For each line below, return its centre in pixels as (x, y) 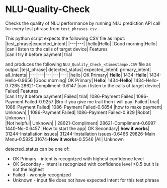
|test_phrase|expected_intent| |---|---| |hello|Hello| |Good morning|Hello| (81, 43)
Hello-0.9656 (19, 80)
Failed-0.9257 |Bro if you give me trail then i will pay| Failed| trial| (92, 101)
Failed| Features (22, 91)
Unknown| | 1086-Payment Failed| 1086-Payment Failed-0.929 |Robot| (78, 112)
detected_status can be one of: (37, 149)
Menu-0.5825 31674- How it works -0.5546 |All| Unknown (65, 139)
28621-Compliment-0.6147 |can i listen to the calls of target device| (91, 85)
